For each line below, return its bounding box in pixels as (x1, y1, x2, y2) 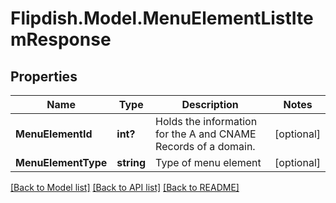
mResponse (10, 28, 112, 51)
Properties (10, 68, 78, 85)
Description (181, 98, 239, 111)
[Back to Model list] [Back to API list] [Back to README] (10, 182, 240, 193)
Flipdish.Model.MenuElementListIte (10, 7, 314, 30)
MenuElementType (15, 156, 108, 169)
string (116, 156, 147, 169)
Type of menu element (155, 156, 262, 169)
